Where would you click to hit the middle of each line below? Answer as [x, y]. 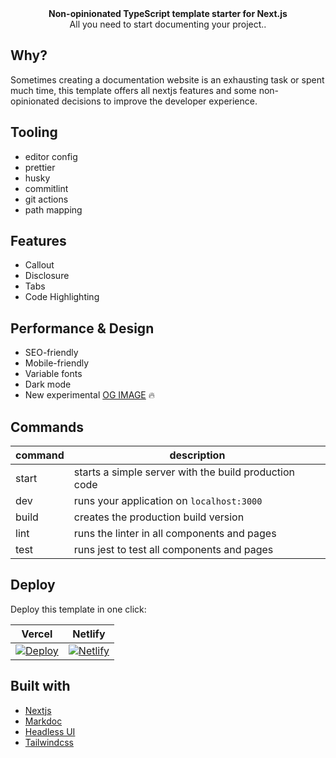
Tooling [34, 132]
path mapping [53, 209]
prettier [40, 167]
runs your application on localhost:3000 [168, 501]
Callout [39, 265]
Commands [47, 427]
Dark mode [48, 384]
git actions [46, 199]
